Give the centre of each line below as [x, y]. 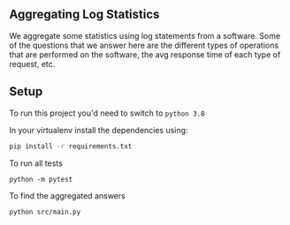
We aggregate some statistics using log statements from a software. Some [145, 35]
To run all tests [36, 163]
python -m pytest [41, 179]
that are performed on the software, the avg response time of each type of [145, 54]
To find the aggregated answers [67, 195]
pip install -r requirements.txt [71, 146]
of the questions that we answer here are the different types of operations [144, 45]
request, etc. [32, 64]
